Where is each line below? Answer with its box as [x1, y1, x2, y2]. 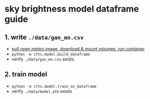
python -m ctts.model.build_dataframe [11, 52, 90, 57]
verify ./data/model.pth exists [11, 88, 72, 94]
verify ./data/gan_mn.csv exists [11, 56, 75, 62]
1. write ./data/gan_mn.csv [4, 33, 84, 41]
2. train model [4, 70, 47, 79]
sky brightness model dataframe [4, 3, 139, 15]
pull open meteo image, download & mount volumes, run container [11, 46, 145, 51]
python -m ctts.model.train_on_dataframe [11, 84, 97, 89]
